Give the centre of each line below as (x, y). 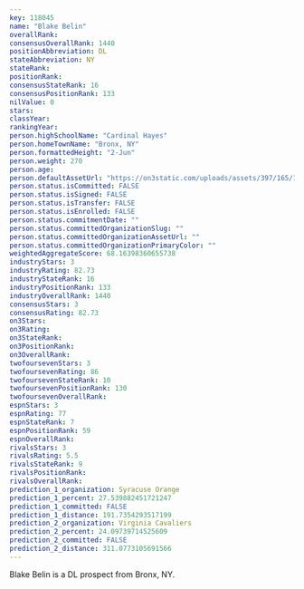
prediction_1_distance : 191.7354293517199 (90, 515)
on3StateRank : (36, 338)
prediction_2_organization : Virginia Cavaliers (101, 523)
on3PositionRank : (42, 346)
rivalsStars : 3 (38, 448)
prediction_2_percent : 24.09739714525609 (89, 532)
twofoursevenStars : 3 (50, 363)
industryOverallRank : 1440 (60, 295)
